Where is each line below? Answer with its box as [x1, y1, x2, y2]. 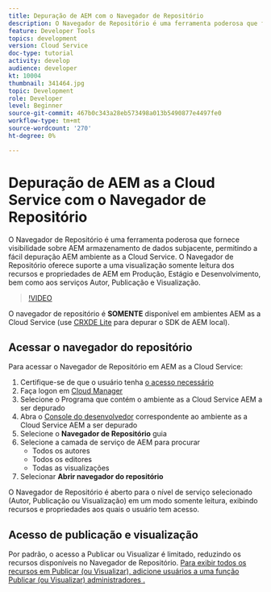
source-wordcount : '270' [8, 124, 92, 132]
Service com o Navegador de [8, 190, 206, 209]
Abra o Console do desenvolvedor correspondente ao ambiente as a [19, 412, 248, 422]
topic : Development [8, 86, 74, 95]
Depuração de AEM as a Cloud [8, 173, 215, 192]
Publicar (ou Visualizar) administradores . [8, 575, 145, 585]
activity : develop [8, 57, 70, 65]
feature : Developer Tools [8, 27, 95, 35]
